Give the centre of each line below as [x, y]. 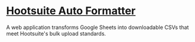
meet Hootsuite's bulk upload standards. [56, 33]
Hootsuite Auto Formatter [71, 11]
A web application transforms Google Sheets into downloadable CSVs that [98, 27]
